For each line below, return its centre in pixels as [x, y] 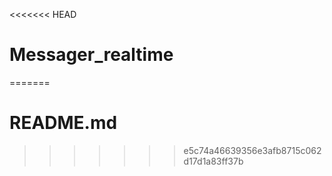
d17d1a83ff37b [213, 161]
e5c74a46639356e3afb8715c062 [252, 150]
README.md [63, 123]
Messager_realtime [91, 55]
